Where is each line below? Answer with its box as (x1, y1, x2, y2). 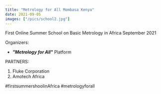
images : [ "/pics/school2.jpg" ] (5, 16, 70, 21)
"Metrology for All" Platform (12, 49, 72, 55)
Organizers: (5, 40, 29, 46)
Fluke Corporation (12, 68, 50, 74)
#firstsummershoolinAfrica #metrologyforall (5, 83, 95, 89)
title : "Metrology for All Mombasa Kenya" (5, 7, 94, 12)
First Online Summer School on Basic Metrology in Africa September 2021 (5, 30, 157, 36)
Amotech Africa (12, 74, 45, 80)
